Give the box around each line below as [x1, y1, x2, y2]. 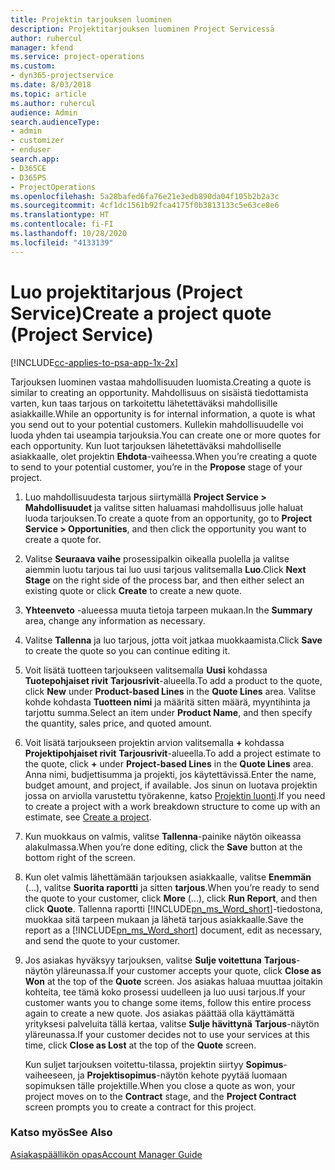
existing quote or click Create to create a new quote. [24, 584, 242, 596]
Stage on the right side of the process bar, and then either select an [24, 574, 305, 586]
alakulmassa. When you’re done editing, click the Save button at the [24, 841, 303, 853]
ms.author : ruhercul [10, 98, 97, 108]
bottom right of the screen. [24, 851, 137, 863]
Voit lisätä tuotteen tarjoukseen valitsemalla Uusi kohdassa [24, 664, 268, 676]
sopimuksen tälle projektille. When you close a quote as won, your [24, 1079, 296, 1091]
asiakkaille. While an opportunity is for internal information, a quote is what [10, 407, 316, 420]
